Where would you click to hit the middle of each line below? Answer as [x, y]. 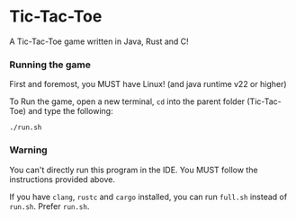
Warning [28, 150]
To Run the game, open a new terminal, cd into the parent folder [127, 101]
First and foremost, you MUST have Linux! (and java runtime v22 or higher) [148, 84]
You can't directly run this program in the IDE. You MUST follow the [134, 170]
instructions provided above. [62, 179]
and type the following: [71, 111]
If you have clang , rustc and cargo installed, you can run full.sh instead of [148, 197]
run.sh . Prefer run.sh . [49, 206]
